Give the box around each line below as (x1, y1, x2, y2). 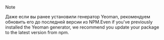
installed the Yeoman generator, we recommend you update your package (5, 24, 159, 30)
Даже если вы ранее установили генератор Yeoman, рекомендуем (5, 14, 150, 19)
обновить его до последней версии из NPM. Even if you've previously (5, 19, 153, 25)
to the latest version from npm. (5, 30, 69, 35)
